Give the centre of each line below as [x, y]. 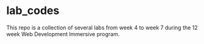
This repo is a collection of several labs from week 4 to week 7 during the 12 [102, 28]
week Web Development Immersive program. [63, 34]
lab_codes [33, 11]
